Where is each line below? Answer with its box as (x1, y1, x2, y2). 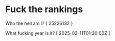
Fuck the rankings (5, 4, 83, 15)
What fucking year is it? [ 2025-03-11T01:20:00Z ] (5, 30, 110, 36)
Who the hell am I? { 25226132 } (5, 20, 73, 26)
